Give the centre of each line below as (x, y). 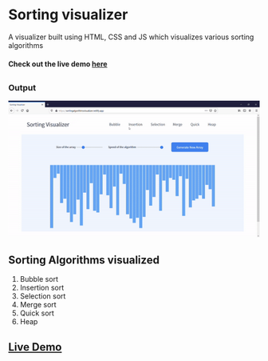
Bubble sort (39, 279)
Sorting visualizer (68, 15)
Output (22, 87)
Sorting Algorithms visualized (84, 260)
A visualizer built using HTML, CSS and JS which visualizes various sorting (131, 37)
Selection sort (43, 296)
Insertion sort (42, 288)
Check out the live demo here (58, 64)
